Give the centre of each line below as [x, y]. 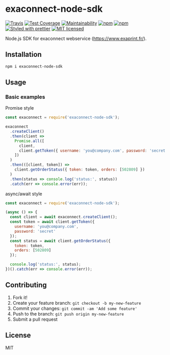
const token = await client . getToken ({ [52, 222]
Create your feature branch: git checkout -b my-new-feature [77, 303]
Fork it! [20, 297]
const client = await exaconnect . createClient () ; [64, 217]
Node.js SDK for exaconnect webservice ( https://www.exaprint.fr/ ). [76, 38]
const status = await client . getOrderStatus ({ [60, 241]
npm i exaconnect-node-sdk [34, 66]
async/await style [24, 194]
